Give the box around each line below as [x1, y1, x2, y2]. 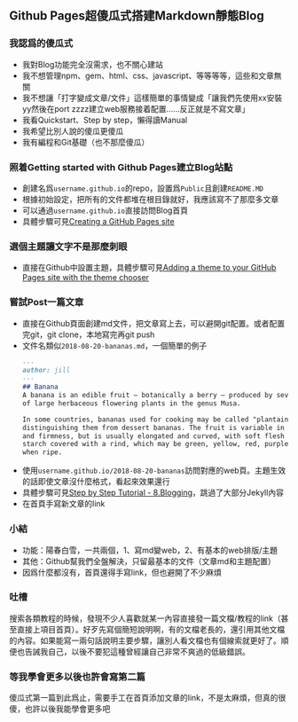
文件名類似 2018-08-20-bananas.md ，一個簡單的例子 [21, 340, 208, 350]
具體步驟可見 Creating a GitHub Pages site [21, 216, 175, 226]
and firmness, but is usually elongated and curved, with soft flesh [21, 431, 286, 441]
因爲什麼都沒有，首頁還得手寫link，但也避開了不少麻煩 [21, 567, 222, 577]
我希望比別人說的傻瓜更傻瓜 [21, 125, 124, 136]
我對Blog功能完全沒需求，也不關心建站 [21, 59, 164, 69]
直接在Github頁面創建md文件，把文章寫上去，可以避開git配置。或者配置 [21, 318, 286, 328]
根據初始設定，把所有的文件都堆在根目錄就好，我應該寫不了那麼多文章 [21, 193, 279, 204]
